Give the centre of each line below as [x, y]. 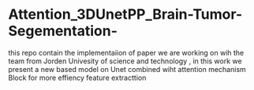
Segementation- [63, 31]
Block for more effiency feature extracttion [77, 77]
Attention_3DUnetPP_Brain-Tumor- [125, 14]
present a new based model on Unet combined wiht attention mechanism [127, 69]
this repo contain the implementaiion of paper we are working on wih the [126, 52]
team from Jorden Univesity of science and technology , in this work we [125, 61]
